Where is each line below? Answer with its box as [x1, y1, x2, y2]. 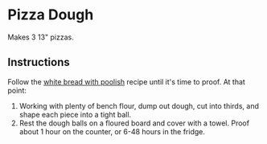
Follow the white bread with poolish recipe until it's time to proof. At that [7, 76, 246, 86]
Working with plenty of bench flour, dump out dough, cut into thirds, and [18, 101, 259, 110]
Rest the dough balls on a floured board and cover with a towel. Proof [18, 118, 250, 128]
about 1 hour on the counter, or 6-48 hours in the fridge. [18, 126, 206, 136]
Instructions [7, 56, 70, 69]
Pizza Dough [7, 6, 94, 24]
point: [7, 85, 27, 95]
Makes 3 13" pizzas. [7, 32, 74, 42]
